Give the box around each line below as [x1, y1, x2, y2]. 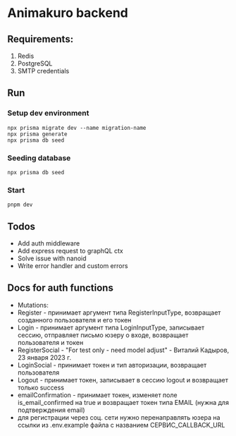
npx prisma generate [7, 131, 68, 138]
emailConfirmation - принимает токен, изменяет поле [17, 390, 178, 399]
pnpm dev [7, 201, 33, 209]
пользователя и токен [17, 338, 84, 346]
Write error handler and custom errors [17, 262, 128, 270]
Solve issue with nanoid [17, 254, 87, 262]
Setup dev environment [7, 108, 89, 118]
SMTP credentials [17, 67, 70, 75]
